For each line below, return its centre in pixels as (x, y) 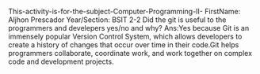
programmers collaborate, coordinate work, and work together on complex (130, 53)
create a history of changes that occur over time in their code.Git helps (124, 45)
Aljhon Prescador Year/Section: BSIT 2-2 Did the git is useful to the (117, 20)
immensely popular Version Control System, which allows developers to (125, 36)
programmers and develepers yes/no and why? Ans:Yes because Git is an (129, 28)
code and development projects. (61, 61)
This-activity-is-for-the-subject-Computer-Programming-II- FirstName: (124, 11)
